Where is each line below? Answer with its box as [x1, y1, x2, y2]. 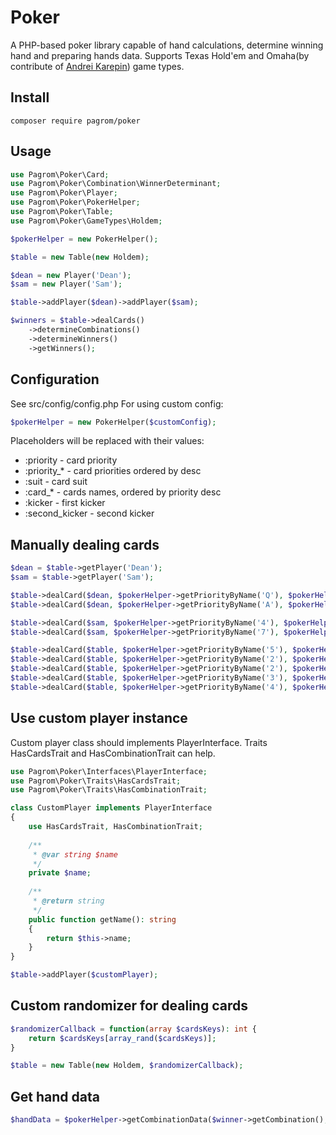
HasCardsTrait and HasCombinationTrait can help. [10, 747, 216, 759]
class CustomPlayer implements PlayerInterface [10, 803, 213, 813]
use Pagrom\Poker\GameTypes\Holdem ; [10, 216, 163, 226]
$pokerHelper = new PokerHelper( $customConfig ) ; [10, 417, 217, 427]
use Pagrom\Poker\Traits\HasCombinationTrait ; [10, 785, 208, 795]
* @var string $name [32, 849, 118, 860]
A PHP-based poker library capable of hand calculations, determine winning [10, 39, 324, 51]
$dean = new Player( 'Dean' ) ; [10, 270, 132, 280]
